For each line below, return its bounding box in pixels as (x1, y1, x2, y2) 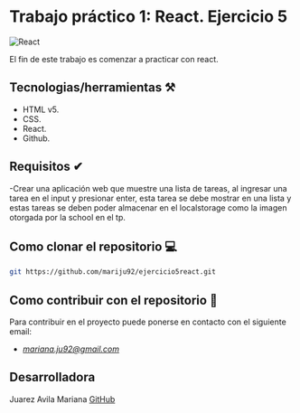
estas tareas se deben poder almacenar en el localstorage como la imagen (9, 202, 287, 213)
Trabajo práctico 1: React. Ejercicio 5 (9, 6, 287, 27)
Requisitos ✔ (9, 159, 84, 174)
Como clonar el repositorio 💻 (9, 239, 178, 254)
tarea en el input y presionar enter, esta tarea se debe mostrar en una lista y (9, 192, 292, 203)
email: (9, 326, 33, 337)
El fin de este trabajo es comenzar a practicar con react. (9, 53, 219, 64)
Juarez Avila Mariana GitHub (9, 393, 116, 404)
